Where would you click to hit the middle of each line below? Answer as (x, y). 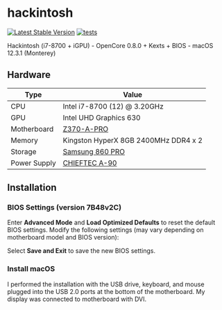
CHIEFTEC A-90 (90, 163)
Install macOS (31, 269)
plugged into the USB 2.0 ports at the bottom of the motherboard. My (106, 291)
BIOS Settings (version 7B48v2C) (65, 208)
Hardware (29, 75)
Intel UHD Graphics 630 (102, 118)
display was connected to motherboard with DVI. (77, 299)
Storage (24, 151)
